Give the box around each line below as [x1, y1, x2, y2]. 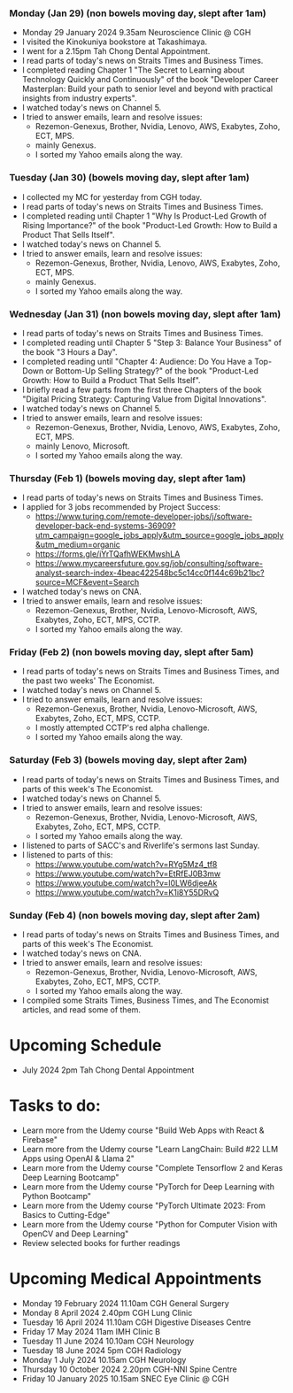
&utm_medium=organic [35, 539, 121, 550]
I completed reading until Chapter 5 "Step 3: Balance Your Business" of [21, 337, 281, 348]
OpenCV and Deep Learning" [21, 1228, 129, 1239]
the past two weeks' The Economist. [21, 675, 155, 686]
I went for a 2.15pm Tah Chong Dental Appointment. [21, 46, 211, 57]
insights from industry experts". [21, 93, 137, 104]
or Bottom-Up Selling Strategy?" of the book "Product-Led [45, 366, 258, 376]
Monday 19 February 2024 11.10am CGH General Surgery [21, 1297, 229, 1308]
